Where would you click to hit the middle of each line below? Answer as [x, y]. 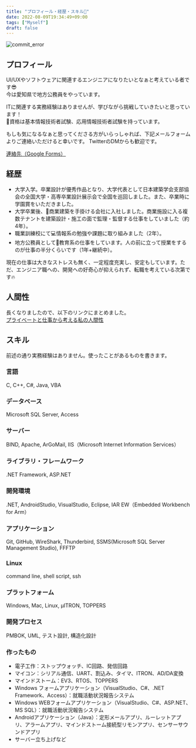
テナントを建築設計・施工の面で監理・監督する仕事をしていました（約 [104, 218]
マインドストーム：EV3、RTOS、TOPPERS [66, 681]
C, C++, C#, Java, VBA [34, 385]
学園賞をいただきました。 [45, 204]
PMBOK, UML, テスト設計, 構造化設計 [51, 636]
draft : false [22, 28]
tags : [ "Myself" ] [27, 22]
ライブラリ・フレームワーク [45, 461]
